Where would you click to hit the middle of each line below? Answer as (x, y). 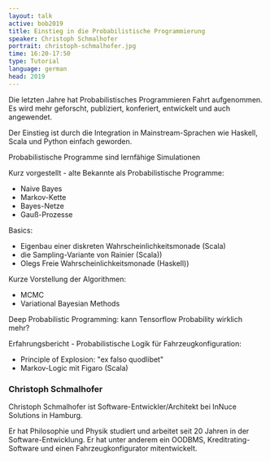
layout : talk (30, 16)
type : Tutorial (34, 62)
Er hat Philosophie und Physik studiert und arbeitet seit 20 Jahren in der (129, 431)
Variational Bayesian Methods (70, 303)
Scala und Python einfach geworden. (70, 141)
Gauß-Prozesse (46, 214)
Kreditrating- (229, 439)
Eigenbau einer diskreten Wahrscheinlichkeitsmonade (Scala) (123, 246)
